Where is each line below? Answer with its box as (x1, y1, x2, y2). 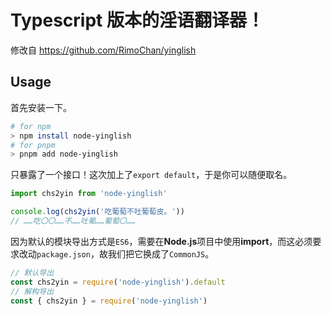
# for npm (10, 121, 52, 131)
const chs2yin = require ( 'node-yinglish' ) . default (10, 277, 226, 287)
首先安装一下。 (10, 101, 72, 113)
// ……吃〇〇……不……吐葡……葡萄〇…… (10, 216, 137, 226)
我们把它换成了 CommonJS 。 (107, 247, 215, 260)
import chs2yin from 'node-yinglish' (10, 189, 168, 199)
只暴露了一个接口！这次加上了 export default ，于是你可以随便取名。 (10, 169, 293, 181)
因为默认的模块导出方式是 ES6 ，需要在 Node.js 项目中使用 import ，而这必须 (10, 235, 313, 247)
